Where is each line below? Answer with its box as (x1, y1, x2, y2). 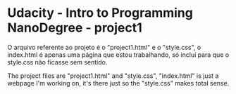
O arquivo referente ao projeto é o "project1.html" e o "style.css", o (7, 43, 201, 51)
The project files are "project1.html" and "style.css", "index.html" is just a (7, 72, 219, 80)
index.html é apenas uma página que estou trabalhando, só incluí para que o (7, 51, 230, 59)
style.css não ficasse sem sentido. (7, 58, 108, 66)
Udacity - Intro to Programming (7, 5, 194, 21)
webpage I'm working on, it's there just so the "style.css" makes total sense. (7, 79, 230, 87)
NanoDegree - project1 (7, 20, 142, 36)
